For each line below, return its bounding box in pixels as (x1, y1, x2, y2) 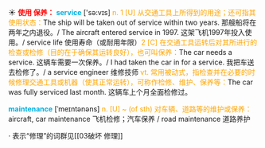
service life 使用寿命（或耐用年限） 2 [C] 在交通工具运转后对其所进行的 (26, 37, 257, 47)
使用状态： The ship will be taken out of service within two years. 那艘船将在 (8, 18, 257, 27)
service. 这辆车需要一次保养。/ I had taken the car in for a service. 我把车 (8, 57, 248, 67)
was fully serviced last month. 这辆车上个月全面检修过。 (8, 88, 193, 96)
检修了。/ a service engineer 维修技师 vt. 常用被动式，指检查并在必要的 (14, 68, 248, 76)
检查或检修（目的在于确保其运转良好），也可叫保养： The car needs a (8, 48, 232, 56)
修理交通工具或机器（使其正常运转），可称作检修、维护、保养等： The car (14, 77, 253, 87)
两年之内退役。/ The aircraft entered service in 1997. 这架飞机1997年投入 (8, 28, 245, 37)
